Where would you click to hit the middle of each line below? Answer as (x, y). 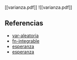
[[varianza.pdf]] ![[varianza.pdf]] (38, 7)
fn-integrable (26, 41)
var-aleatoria (25, 36)
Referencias (24, 23)
